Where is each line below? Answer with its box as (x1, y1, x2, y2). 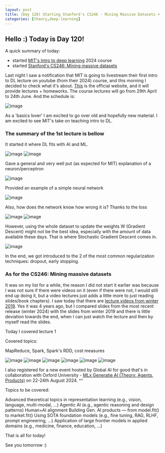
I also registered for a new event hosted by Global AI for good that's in (5, 367, 148, 373)
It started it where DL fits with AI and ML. (5, 142, 88, 148)
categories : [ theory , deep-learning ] (5, 16, 81, 21)
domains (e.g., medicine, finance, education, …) (5, 423, 102, 429)
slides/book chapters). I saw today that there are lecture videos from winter (5, 298, 159, 303)
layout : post (5, 7, 32, 12)
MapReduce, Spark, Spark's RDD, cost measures (5, 348, 105, 353)
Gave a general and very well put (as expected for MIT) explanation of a (5, 160, 152, 166)
